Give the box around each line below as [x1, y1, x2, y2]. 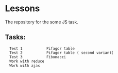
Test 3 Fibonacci [9, 55, 67, 59]
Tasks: [5, 33, 26, 41]
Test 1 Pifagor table [9, 46, 75, 51]
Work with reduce [9, 59, 45, 64]
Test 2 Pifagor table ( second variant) [9, 50, 114, 55]
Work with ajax [9, 63, 40, 68]
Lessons [5, 3, 40, 14]
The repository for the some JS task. [5, 19, 79, 25]
